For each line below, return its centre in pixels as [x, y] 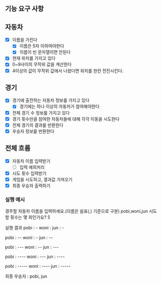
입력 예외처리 [32, 167]
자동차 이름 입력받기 [31, 161]
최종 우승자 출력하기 [31, 185]
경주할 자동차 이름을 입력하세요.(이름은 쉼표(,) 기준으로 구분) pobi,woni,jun [77, 211]
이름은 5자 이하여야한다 [42, 46]
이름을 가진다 [25, 40]
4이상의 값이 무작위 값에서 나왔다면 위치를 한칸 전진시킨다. [68, 71]
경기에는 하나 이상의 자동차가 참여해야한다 [59, 107]
